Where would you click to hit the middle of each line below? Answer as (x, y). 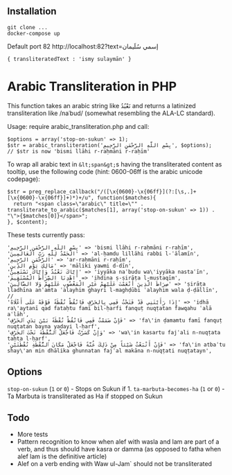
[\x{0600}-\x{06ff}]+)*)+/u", (51, 198)
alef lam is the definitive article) (62, 456)
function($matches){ (126, 198)
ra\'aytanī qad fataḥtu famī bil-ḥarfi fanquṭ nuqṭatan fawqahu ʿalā (110, 308)
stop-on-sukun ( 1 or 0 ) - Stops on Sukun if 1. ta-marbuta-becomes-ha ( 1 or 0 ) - (116, 388)
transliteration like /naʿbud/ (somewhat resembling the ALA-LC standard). (111, 113)
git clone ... (28, 27)
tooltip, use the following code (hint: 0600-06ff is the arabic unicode (105, 171)
